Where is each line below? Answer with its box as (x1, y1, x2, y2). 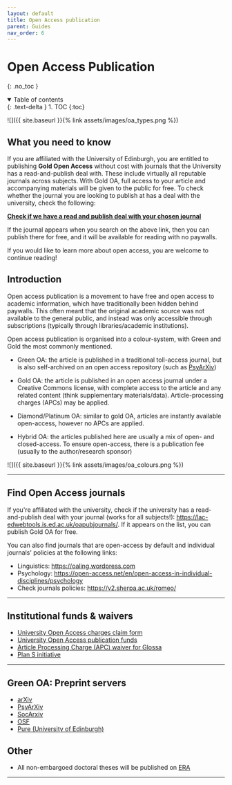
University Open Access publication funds (17, 636, 137, 644)
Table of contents (13, 95, 64, 104)
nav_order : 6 (7, 29, 45, 37)
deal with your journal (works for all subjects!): (42, 512, 175, 521)
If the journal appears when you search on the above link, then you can (7, 225, 209, 234)
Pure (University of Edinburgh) (17, 725, 104, 733)
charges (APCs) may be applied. (17, 398, 110, 407)
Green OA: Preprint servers (7, 677, 126, 689)
